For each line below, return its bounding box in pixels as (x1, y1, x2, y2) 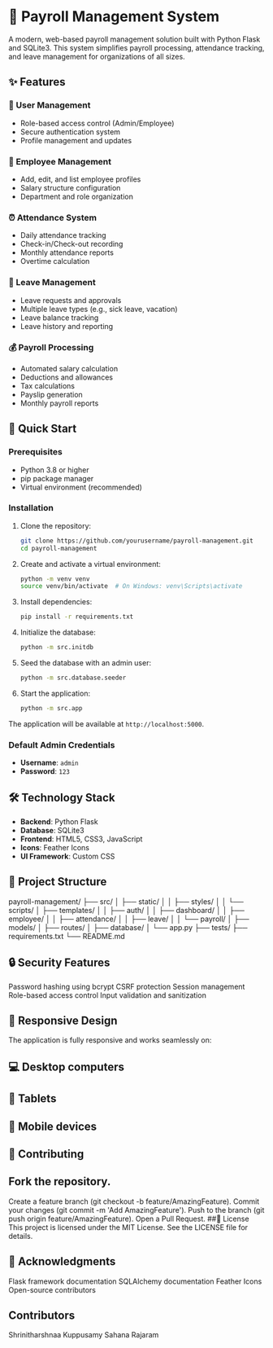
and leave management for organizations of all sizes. (8, 51, 185, 61)
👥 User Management (8, 99, 91, 111)
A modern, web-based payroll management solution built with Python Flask (8, 34, 261, 44)
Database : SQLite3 (19, 825, 84, 835)
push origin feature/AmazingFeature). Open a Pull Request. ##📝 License (8, 1214, 249, 1223)
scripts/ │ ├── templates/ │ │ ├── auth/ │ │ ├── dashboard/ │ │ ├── (8, 905, 245, 915)
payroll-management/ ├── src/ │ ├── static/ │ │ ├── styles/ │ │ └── (8, 896, 244, 907)
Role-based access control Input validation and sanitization (8, 990, 207, 1000)
